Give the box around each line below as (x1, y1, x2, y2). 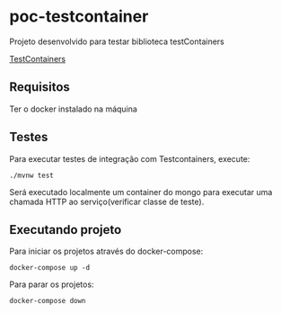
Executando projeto (9, 222, 122, 237)
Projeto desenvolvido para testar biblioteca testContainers (9, 36, 224, 47)
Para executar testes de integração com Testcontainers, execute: (9, 153, 250, 164)
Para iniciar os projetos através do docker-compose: (9, 246, 204, 257)
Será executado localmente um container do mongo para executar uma (9, 186, 273, 197)
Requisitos (9, 79, 70, 95)
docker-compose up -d (9, 264, 91, 273)
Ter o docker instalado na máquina (9, 103, 137, 114)
